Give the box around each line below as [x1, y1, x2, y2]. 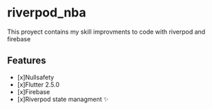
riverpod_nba [7, 5, 86, 21]
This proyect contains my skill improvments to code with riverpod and [7, 27, 206, 36]
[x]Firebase [17, 87, 50, 96]
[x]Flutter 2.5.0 [17, 80, 60, 89]
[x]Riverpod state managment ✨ [17, 95, 109, 103]
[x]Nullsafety [17, 73, 55, 81]
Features [7, 55, 46, 67]
